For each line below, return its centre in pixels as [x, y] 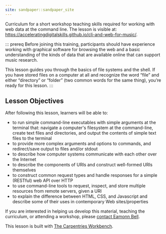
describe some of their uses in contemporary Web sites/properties [80, 202]
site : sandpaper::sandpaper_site [40, 10]
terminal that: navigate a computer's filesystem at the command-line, [83, 128]
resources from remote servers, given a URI [57, 191]
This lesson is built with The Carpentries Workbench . [59, 226]
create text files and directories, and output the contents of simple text [84, 133]
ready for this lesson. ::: [29, 85]
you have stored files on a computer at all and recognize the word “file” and [82, 75]
